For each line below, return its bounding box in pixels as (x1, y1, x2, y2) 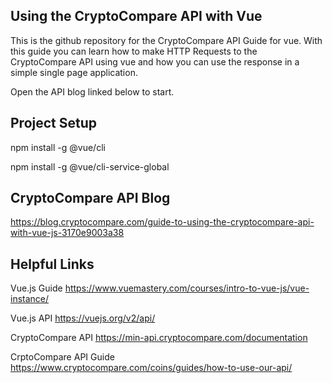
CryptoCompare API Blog (10, 190, 171, 207)
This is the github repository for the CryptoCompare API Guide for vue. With (10, 34, 323, 46)
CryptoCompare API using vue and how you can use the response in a (10, 55, 300, 68)
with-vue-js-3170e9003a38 (10, 227, 125, 239)
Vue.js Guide (10, 282, 63, 294)
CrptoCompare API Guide (10, 351, 115, 363)
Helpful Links (10, 255, 95, 273)
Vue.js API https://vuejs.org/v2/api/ (10, 312, 156, 324)
